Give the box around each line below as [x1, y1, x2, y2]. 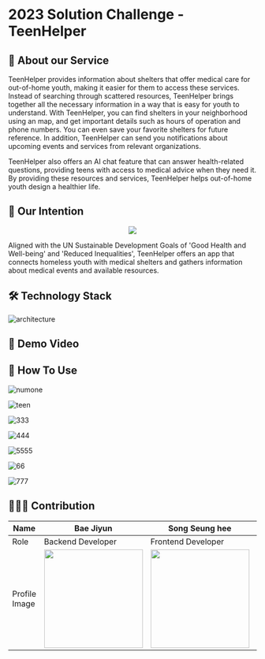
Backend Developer [43, 536, 117, 547]
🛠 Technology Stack [8, 289, 112, 303]
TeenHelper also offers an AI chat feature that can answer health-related [8, 157, 244, 166]
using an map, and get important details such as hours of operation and [8, 117, 241, 125]
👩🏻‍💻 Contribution [8, 499, 95, 513]
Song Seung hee [168, 523, 232, 534]
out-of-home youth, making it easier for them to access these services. [8, 83, 240, 92]
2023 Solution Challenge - [8, 6, 185, 24]
